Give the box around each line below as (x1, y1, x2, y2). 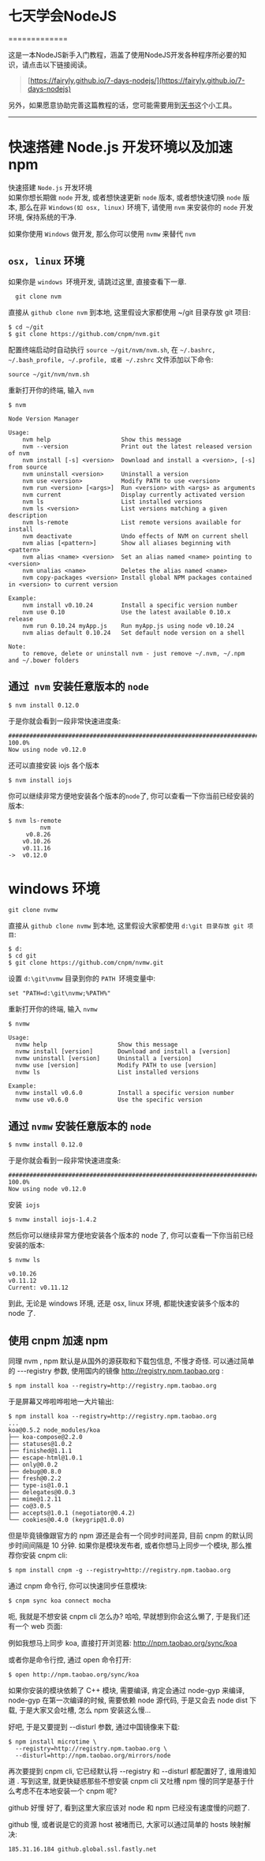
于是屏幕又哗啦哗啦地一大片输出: (8, 1397, 114, 1407)
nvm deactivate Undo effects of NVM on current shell (22, 532, 248, 540)
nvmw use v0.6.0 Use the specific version (15, 1096, 203, 1104)
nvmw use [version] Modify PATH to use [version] (15, 1062, 217, 1070)
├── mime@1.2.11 (8, 1496, 62, 1504)
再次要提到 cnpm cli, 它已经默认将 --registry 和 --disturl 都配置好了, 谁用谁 (8, 1766, 250, 1776)
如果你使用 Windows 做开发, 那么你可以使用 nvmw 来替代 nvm (8, 229, 196, 238)
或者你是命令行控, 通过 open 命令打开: (8, 1655, 132, 1665)
